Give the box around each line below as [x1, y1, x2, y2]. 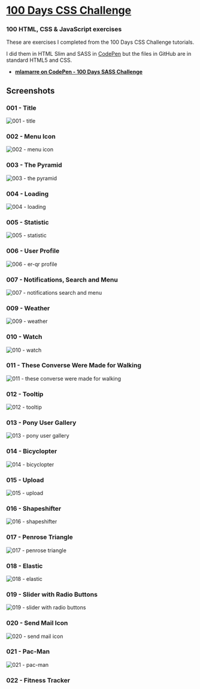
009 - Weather [6, 304, 50, 312]
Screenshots [6, 85, 55, 96]
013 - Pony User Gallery [6, 418, 77, 427]
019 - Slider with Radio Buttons [6, 590, 98, 598]
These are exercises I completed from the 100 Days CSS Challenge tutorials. [6, 38, 195, 46]
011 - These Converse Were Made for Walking [6, 361, 142, 370]
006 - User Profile [6, 247, 60, 255]
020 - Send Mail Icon [6, 619, 68, 627]
